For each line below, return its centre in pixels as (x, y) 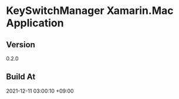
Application (35, 23)
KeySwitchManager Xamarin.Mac (90, 11)
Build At (21, 77)
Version (21, 45)
